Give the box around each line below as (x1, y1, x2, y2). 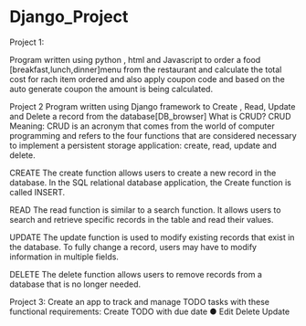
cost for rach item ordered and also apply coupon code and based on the (9, 73, 285, 84)
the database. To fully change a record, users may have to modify (9, 241, 258, 252)
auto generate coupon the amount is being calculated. (9, 83, 213, 94)
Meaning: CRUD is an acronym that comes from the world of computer (9, 121, 276, 131)
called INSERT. (9, 186, 66, 197)
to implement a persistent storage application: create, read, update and (9, 140, 277, 151)
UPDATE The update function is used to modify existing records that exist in (9, 231, 295, 243)
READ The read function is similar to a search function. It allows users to (9, 204, 281, 216)
